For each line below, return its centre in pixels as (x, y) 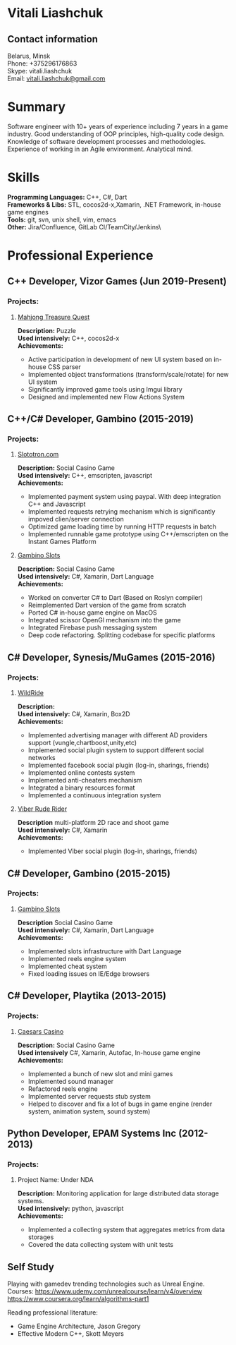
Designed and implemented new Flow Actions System (106, 397)
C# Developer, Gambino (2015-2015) (89, 873)
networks (42, 758)
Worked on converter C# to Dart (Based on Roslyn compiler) (115, 598)
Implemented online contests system (81, 773)
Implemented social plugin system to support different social (116, 750)
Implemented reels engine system (77, 958)
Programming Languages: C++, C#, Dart (67, 197)
